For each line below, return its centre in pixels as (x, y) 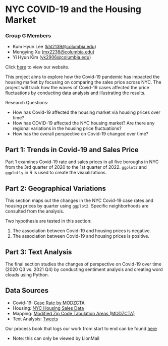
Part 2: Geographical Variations (55, 188)
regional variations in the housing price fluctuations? (67, 128)
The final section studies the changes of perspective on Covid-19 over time (83, 264)
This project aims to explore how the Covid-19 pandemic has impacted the (82, 77)
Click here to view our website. (37, 67)
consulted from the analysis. (35, 211)
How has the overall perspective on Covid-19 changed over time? (80, 134)
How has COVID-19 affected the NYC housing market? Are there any (83, 123)
